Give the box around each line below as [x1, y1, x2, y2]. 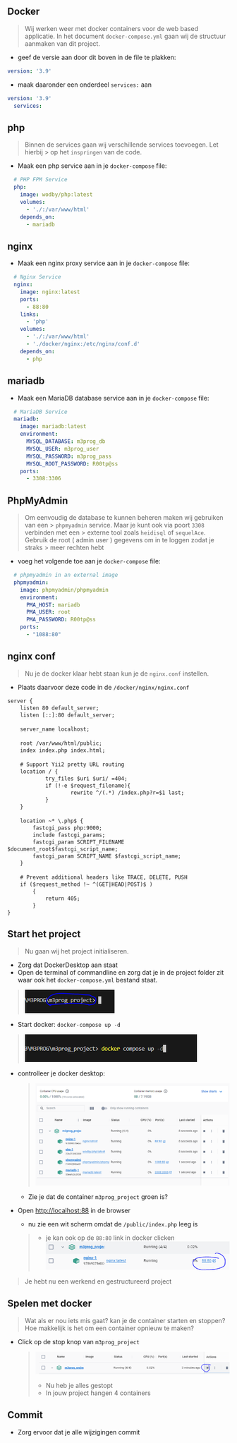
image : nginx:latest [20, 288, 80, 296]
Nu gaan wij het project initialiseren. [24, 946, 129, 955]
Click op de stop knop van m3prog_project [17, 1337, 140, 1346]
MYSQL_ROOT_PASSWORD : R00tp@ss [25, 460, 119, 468]
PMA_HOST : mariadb [25, 601, 80, 609]
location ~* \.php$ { [20, 817, 83, 824]
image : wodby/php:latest [20, 191, 93, 198]
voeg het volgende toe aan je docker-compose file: [17, 557, 161, 566]
